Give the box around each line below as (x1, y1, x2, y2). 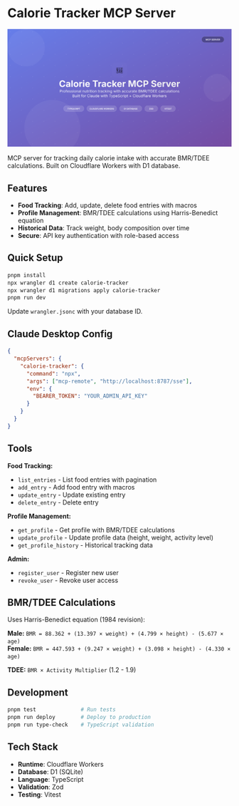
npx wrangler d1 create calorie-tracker (7, 279, 129, 286)
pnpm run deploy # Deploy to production (7, 714, 152, 721)
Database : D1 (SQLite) (17, 768, 84, 776)
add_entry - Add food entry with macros (17, 482, 135, 491)
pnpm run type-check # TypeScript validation (7, 721, 154, 728)
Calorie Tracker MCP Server (7, 5, 176, 21)
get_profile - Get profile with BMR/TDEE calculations (17, 525, 176, 534)
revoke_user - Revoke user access (17, 576, 119, 584)
